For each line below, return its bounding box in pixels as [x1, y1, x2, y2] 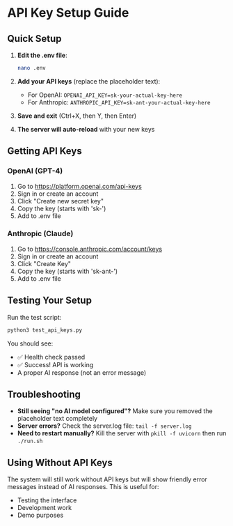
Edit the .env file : [17, 51, 67, 59]
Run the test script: [7, 313, 62, 321]
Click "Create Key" [17, 259, 72, 268]
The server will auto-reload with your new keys [17, 125, 155, 133]
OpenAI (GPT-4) [7, 166, 63, 176]
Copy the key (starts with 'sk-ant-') [17, 267, 118, 275]
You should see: [7, 339, 54, 348]
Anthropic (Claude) [7, 229, 74, 238]
